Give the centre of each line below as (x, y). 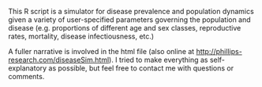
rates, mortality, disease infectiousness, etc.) (81, 36)
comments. (26, 76)
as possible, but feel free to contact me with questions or (141, 68)
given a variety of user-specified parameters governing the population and (129, 20)
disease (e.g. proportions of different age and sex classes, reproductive (125, 28)
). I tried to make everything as (159, 60)
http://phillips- (219, 51)
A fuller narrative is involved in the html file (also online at (101, 51)
